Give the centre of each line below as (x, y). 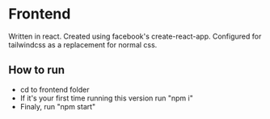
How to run (37, 70)
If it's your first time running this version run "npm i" (107, 98)
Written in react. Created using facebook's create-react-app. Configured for (135, 36)
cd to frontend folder (55, 89)
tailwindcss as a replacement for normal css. (83, 44)
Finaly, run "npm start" (58, 106)
